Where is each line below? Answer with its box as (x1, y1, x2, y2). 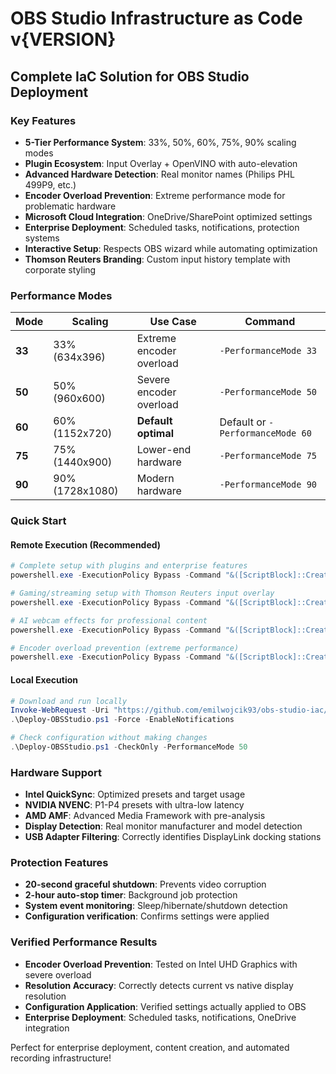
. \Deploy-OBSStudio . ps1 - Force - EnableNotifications (10, 715, 235, 725)
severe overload (24, 968, 92, 981)
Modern (136, 472, 175, 486)
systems (24, 232, 60, 244)
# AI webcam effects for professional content (10, 615, 208, 626)
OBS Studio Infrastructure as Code (10, 7, 303, 30)
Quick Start (10, 514, 67, 528)
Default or (219, 415, 267, 429)
